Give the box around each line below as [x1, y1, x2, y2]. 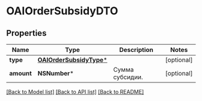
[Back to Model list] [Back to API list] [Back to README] [6, 88, 144, 95]
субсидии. [113, 73, 143, 81]
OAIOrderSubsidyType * [37, 56, 108, 64]
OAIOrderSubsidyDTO [6, 4, 118, 18]
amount [9, 69, 32, 77]
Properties [6, 28, 47, 38]
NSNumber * [37, 69, 74, 77]
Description [119, 46, 154, 54]
